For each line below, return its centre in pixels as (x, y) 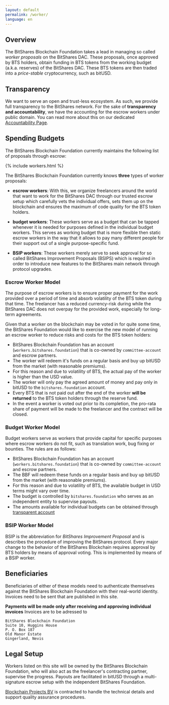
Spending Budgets (35, 138)
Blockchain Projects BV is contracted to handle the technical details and (80, 692)
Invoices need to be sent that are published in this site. (62, 596)
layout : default (22, 10)
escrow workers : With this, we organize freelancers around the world (85, 190)
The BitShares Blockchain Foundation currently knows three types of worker (84, 175)
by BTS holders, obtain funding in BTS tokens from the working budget (78, 62)
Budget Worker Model (33, 427)
